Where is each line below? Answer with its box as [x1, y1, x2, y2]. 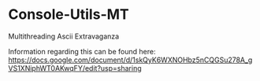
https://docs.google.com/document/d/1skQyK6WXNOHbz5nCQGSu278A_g [8, 55, 253, 64]
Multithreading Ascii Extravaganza [8, 31, 120, 41]
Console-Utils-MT [8, 6, 130, 24]
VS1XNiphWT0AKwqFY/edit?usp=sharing [8, 63, 142, 72]
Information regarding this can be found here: [8, 46, 156, 56]
